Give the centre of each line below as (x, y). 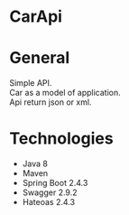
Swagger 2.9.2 (50, 192)
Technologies (62, 139)
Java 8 (35, 164)
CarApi (36, 17)
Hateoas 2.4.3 (48, 202)
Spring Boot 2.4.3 (55, 183)
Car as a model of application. (65, 93)
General (40, 58)
